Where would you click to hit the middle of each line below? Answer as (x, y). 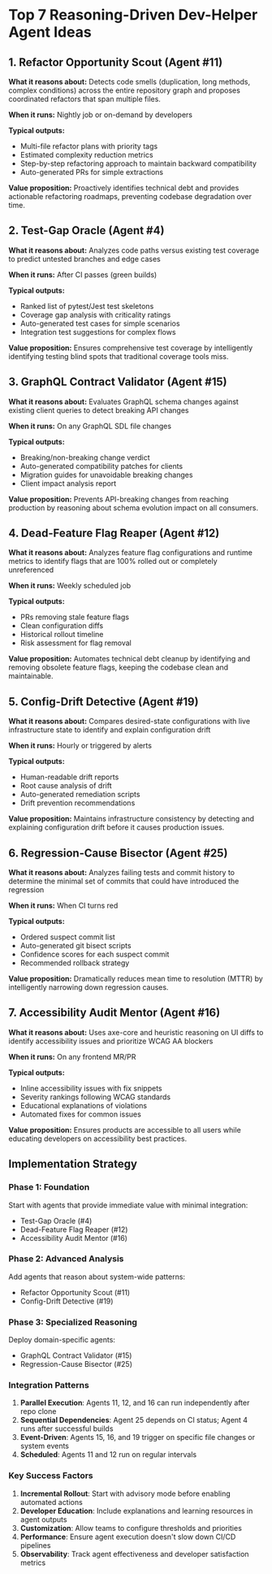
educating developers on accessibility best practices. (98, 1138)
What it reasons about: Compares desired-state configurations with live (129, 722)
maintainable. (31, 676)
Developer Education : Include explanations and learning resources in (136, 1511)
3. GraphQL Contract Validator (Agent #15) (118, 382)
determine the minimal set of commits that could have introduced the (124, 881)
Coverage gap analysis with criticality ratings (95, 314)
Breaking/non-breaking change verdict (85, 457)
